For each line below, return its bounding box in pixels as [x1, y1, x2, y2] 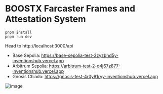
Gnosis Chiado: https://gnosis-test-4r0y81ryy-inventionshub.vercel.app [12, 73, 158, 79]
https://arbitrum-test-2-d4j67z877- [48, 63, 121, 69]
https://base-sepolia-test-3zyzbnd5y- [41, 52, 119, 58]
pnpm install [5, 30, 32, 35]
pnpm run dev [5, 34, 32, 39]
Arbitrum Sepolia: [12, 63, 48, 69]
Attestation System [5, 13, 86, 25]
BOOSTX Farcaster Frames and [5, 3, 136, 14]
